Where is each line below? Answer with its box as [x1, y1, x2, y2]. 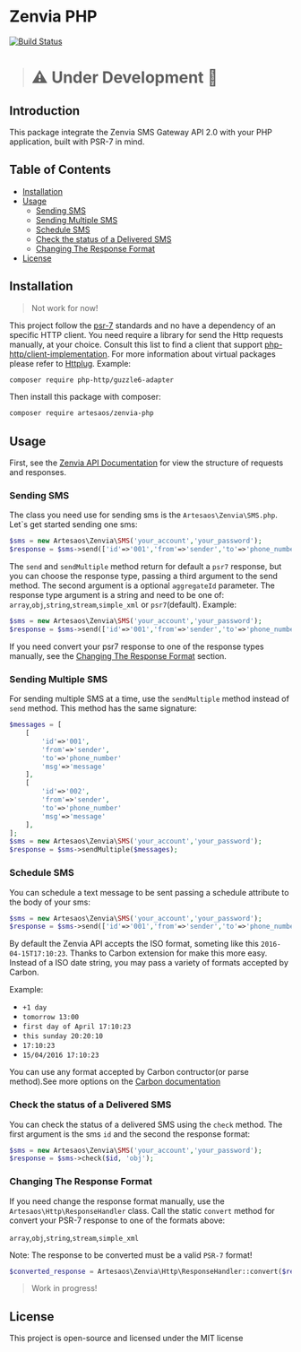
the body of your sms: [9, 897, 91, 907]
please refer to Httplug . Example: [9, 358, 132, 368]
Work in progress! [30, 1283, 98, 1294]
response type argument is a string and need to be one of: [9, 590, 225, 601]
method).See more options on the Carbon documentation [9, 1076, 221, 1087]
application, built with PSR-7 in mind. [9, 136, 145, 147]
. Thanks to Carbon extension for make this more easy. [65, 948, 268, 958]
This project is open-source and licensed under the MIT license [9, 1333, 244, 1344]
